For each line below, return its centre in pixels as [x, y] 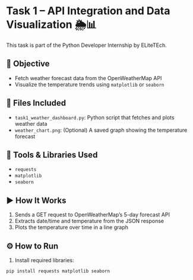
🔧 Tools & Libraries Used [52, 155]
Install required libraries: [44, 260]
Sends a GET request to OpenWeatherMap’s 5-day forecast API [92, 215]
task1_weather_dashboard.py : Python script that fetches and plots [94, 117]
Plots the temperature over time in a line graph [72, 227]
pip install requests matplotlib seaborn [58, 271]
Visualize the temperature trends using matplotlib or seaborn [89, 84]
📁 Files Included [36, 103]
